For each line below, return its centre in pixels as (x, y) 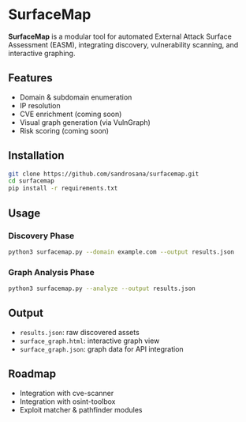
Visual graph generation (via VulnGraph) (85, 122)
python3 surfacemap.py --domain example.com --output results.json (121, 252)
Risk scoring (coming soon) (64, 130)
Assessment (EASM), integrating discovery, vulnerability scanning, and (123, 44)
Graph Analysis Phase (51, 272)
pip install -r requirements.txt (63, 188)
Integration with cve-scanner (67, 393)
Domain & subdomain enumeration (76, 97)
